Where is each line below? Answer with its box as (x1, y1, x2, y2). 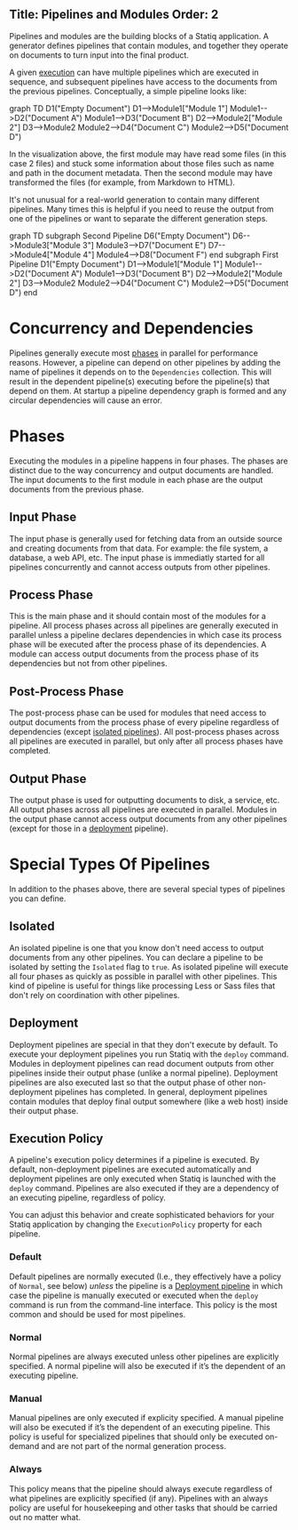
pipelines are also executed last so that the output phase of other (9, 1076, 247, 1088)
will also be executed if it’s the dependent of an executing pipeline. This (9, 1422, 271, 1433)
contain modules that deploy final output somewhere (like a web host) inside (9, 1096, 288, 1107)
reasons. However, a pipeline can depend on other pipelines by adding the (9, 357, 281, 367)
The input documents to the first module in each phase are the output (9, 474, 263, 485)
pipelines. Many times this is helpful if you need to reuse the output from (9, 204, 274, 214)
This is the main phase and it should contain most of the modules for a (9, 611, 266, 622)
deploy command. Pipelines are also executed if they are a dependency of (9, 1183, 279, 1194)
